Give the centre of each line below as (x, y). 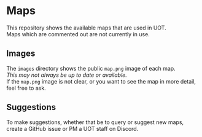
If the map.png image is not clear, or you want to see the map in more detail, (101, 81)
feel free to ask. (26, 88)
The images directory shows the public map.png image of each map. (91, 68)
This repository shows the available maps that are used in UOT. (87, 28)
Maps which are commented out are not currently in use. (78, 34)
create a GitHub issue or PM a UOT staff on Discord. (72, 128)
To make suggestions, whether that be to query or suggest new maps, (95, 122)
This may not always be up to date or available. (67, 75)
